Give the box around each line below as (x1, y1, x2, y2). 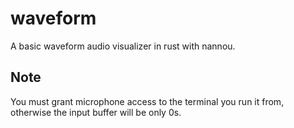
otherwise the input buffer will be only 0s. (10, 106, 182, 118)
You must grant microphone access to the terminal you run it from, (10, 95, 285, 107)
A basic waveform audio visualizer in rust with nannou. (10, 40, 236, 52)
